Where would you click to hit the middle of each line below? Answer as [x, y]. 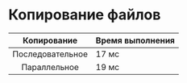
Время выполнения [135, 40]
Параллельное [50, 67]
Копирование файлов [85, 15]
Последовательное [50, 54]
